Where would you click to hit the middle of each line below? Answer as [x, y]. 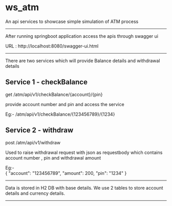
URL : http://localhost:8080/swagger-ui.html [52, 46]
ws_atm [22, 7]
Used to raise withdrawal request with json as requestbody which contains [84, 152]
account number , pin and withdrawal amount [53, 158]
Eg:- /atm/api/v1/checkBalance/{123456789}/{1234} [60, 114]
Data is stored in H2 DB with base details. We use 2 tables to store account [84, 188]
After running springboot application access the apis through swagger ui [82, 36]
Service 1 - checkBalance [47, 82]
